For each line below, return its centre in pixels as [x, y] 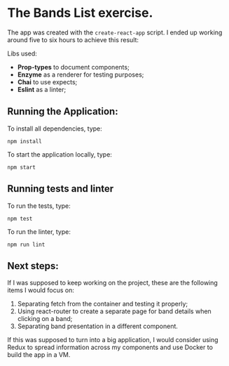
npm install [25, 141]
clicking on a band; [45, 319]
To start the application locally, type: [60, 154]
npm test [20, 218]
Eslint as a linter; [42, 89]
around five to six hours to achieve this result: [73, 39]
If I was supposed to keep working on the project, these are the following [113, 283]
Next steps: [33, 266]
